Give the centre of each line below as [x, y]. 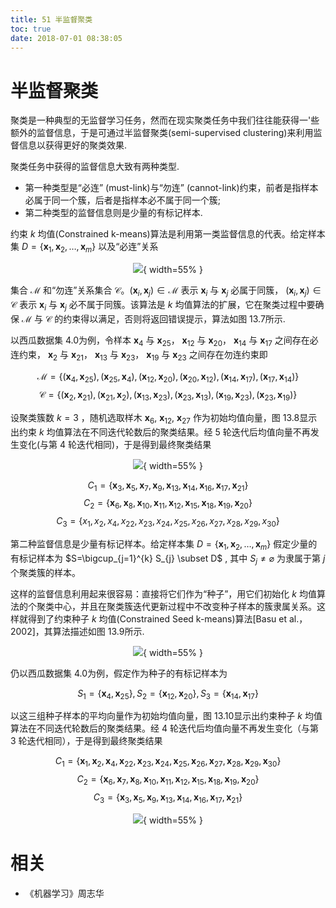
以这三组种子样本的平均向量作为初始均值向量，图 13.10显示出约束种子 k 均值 [166, 716]
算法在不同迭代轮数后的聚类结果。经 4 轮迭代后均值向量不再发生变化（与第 [164, 728]
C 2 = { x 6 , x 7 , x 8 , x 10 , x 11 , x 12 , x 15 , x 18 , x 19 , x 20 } [168, 780]
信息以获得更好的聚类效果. [73, 145]
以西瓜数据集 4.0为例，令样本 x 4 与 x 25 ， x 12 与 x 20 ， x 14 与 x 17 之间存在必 [164, 341]
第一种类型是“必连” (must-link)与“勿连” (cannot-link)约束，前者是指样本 [171, 188]
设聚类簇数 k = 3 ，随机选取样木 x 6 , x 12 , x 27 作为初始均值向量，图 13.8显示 [164, 418]
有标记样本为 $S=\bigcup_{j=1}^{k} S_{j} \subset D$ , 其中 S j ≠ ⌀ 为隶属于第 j [168, 559]
